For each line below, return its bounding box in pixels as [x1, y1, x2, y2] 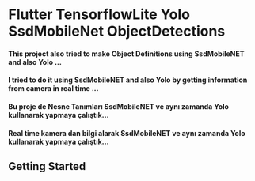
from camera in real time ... [8, 84, 99, 93]
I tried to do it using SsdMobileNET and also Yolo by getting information [8, 75, 248, 85]
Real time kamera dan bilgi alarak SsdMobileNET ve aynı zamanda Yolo [8, 128, 245, 138]
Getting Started [8, 160, 86, 173]
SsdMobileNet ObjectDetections [8, 22, 226, 40]
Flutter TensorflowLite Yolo [8, 6, 190, 24]
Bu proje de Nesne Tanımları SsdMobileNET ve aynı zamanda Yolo [8, 101, 230, 111]
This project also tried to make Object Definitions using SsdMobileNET [8, 49, 245, 58]
